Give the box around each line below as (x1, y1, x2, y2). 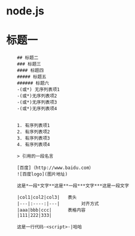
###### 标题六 (17, 80, 50, 86)
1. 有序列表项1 (17, 123, 50, 129)
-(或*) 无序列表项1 (17, 87, 60, 93)
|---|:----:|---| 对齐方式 (17, 201, 100, 207)
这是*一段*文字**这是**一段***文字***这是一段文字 (17, 183, 130, 189)
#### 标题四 (17, 68, 44, 74)
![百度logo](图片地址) (17, 171, 68, 177)
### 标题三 (17, 61, 41, 67)
